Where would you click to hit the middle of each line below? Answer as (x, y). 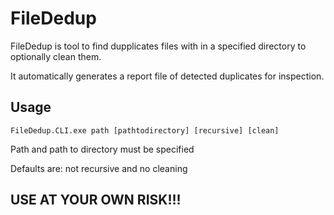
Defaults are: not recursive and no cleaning (99, 168)
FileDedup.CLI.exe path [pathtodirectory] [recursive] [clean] (145, 130)
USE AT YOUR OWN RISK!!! (96, 200)
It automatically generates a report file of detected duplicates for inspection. (167, 76)
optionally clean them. (56, 56)
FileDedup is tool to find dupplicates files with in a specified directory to (158, 46)
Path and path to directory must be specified (102, 149)
